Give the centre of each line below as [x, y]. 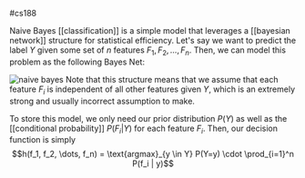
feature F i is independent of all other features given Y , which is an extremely [152, 90]
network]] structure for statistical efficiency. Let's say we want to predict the [153, 40]
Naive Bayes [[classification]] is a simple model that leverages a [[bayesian [150, 30]
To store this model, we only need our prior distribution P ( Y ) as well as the [148, 118]
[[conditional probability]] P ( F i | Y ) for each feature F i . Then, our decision [144, 129]
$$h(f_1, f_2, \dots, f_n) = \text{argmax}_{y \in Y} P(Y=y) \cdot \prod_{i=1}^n [153, 154]
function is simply [42, 140]
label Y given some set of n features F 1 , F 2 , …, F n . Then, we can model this [148, 51]
